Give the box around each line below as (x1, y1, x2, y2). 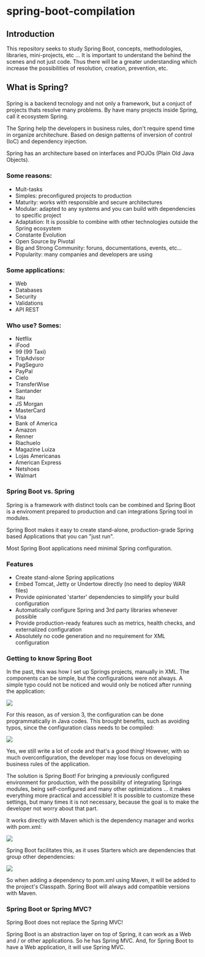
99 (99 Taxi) (15, 348, 47, 356)
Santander (15, 387, 42, 395)
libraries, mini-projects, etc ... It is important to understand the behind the (6, 51, 192, 59)
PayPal (15, 368, 33, 375)
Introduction (6, 29, 55, 39)
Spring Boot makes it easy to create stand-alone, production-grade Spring (6, 526, 194, 533)
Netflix (15, 335, 32, 343)
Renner (15, 433, 34, 440)
